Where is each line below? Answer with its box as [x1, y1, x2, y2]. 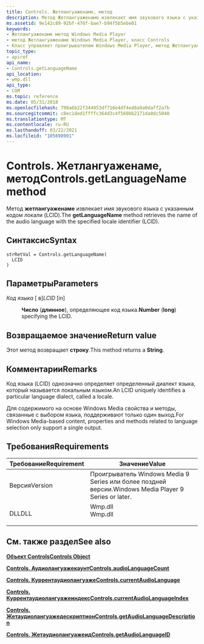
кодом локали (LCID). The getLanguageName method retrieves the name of [6, 211, 198, 218]
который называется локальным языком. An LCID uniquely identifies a [6, 386, 186, 394]
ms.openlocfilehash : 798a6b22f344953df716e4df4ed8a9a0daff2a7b [6, 104, 170, 111]
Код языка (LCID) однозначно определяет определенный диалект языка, [6, 380, 196, 387]
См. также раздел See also [6, 537, 111, 547]
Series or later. [90, 492, 132, 501]
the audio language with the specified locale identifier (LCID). [6, 218, 160, 225]
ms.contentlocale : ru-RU [6, 122, 69, 128]
